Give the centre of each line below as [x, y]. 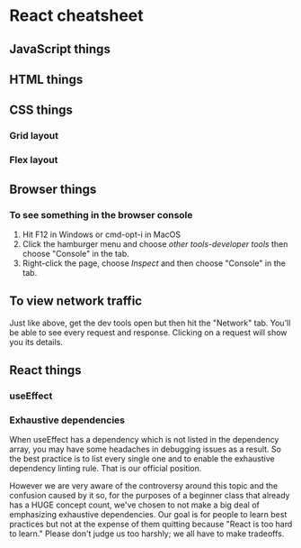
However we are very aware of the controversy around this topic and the [144, 486]
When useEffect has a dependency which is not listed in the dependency [144, 440]
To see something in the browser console [101, 215]
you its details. [36, 342]
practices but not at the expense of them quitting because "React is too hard [151, 525]
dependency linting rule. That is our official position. [106, 469]
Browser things [53, 189]
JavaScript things [60, 49]
